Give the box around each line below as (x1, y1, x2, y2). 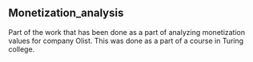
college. (8, 44, 35, 54)
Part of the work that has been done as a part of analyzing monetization (8, 27, 246, 37)
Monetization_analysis (8, 6, 124, 20)
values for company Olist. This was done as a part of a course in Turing (8, 36, 244, 45)
